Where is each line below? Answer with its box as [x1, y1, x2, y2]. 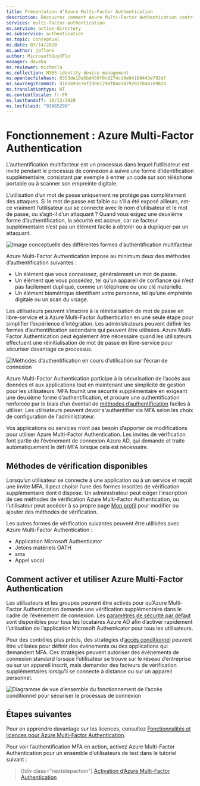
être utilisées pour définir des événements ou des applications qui [6, 642, 168, 650]
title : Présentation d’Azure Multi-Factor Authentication [6, 8, 153, 15]
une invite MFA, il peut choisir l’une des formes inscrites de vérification [6, 483, 180, 490]
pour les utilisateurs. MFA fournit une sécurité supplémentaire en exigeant [6, 388, 187, 395]
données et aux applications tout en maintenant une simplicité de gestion [6, 381, 186, 388]
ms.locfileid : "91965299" [6, 103, 70, 109]
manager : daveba [6, 58, 46, 64]
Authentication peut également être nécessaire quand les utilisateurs [23, 333, 192, 340]
